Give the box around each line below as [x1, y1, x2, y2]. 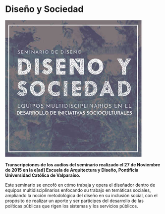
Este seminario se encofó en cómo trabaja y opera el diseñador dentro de [5, 182, 156, 188]
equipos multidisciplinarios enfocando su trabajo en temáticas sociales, [5, 187, 151, 193]
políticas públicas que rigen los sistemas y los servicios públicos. [5, 203, 138, 209]
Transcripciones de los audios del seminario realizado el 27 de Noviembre [5, 161, 161, 167]
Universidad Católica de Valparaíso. [5, 172, 81, 178]
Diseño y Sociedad [5, 3, 84, 15]
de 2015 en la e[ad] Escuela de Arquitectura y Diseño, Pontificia [5, 167, 139, 173]
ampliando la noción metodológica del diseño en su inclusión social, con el [5, 192, 158, 198]
